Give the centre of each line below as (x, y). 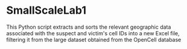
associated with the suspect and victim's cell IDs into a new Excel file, (93, 33)
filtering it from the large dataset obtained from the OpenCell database (94, 39)
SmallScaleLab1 (46, 10)
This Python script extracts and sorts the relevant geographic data (89, 27)
